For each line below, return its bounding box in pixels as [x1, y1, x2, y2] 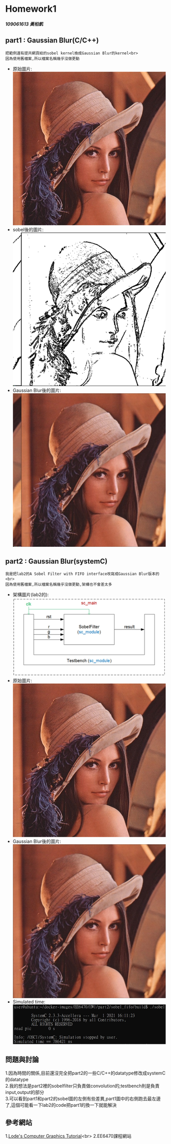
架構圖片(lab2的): [12, 592, 49, 598]
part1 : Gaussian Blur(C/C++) [5, 36, 99, 45]
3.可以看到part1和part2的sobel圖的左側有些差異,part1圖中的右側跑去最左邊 [5, 1095, 161, 1102]
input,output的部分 [5, 1089, 44, 1095]
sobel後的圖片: [12, 226, 44, 233]
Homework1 [5, 3, 57, 15]
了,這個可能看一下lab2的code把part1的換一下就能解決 [5, 1102, 117, 1108]
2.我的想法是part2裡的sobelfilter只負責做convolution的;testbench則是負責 [5, 1083, 160, 1089]
